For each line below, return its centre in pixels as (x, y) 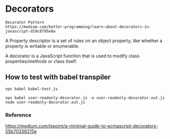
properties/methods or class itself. (41, 61)
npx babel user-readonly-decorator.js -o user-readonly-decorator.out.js (85, 98)
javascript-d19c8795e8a (31, 31)
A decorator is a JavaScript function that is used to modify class (73, 56)
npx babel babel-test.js (32, 89)
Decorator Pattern (25, 22)
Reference (18, 115)
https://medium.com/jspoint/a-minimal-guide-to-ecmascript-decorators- (82, 126)
